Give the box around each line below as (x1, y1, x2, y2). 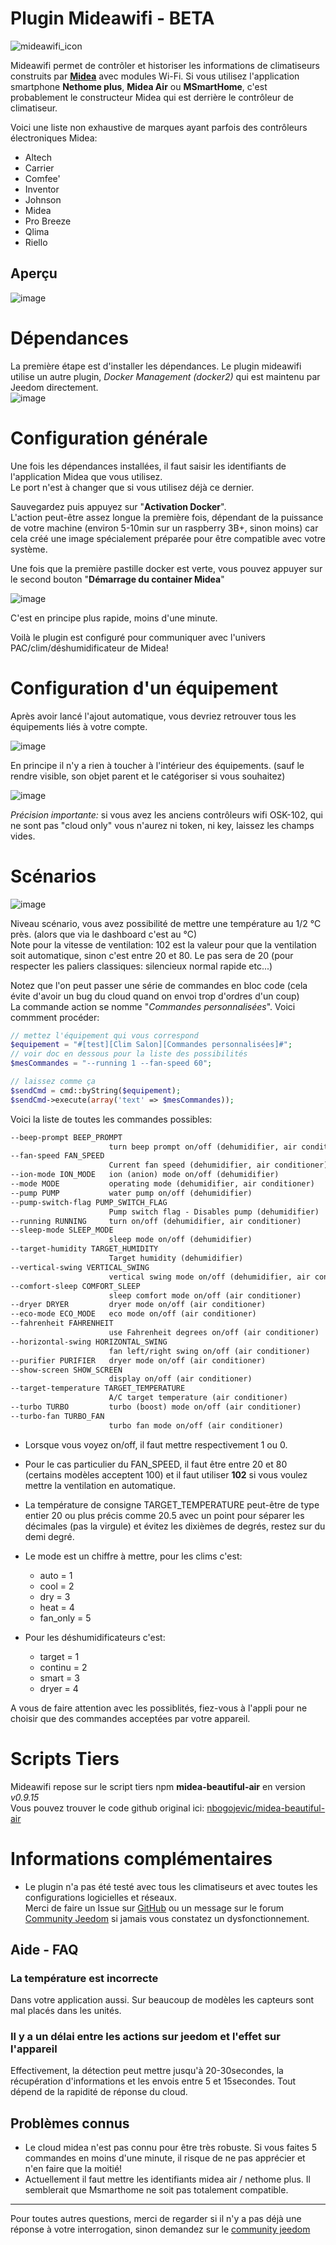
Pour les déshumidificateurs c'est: (24, 1631, 166, 1643)
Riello (24, 236, 48, 248)
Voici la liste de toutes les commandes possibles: (10, 1113, 213, 1125)
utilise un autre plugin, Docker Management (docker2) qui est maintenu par (10, 370, 321, 382)
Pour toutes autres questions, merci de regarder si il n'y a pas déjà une (10, 2213, 302, 2225)
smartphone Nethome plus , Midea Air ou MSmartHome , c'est (10, 80, 268, 92)
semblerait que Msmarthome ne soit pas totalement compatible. (24, 2184, 289, 2196)
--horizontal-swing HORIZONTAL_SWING (10, 1337, 168, 1347)
